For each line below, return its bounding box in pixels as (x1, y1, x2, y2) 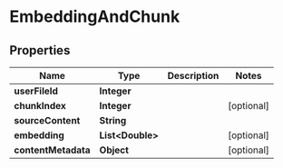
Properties (9, 43, 71, 58)
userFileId (14, 84, 59, 97)
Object (99, 143, 130, 156)
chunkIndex (14, 100, 66, 112)
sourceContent (14, 114, 81, 126)
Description (167, 70, 220, 82)
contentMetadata (14, 143, 91, 156)
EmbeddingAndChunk (9, 6, 181, 27)
